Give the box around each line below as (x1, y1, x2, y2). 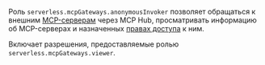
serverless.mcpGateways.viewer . (8, 48, 116, 57)
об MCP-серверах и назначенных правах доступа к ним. (8, 24, 204, 33)
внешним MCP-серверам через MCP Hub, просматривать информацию (8, 15, 257, 25)
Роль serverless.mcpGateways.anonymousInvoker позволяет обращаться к (8, 7, 256, 16)
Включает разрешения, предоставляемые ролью (8, 39, 179, 49)
